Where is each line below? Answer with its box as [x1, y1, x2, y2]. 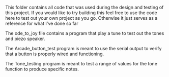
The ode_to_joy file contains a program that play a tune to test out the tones [5, 30, 164, 36]
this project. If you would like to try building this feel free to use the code [5, 10, 157, 16]
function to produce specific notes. [5, 66, 79, 72]
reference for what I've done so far [5, 20, 78, 26]
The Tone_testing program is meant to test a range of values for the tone [5, 61, 158, 66]
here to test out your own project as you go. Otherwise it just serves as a [5, 15, 158, 21]
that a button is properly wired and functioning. [5, 51, 104, 57]
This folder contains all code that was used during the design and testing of [5, 5, 164, 10]
